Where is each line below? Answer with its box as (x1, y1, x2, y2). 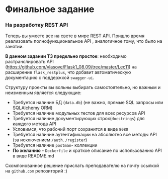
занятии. (5, 44, 24, 50)
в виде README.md (12, 153, 54, 159)
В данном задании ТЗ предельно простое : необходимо (5, 53, 127, 59)
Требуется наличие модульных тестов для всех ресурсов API (12, 110, 145, 116)
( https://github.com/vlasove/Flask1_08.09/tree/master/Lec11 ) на (5, 64, 137, 70)
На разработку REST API (5, 22, 68, 29)
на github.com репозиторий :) (5, 168, 68, 174)
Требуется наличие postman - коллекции (12, 142, 98, 148)
